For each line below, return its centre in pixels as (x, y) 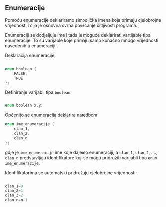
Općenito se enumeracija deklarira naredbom (51, 115)
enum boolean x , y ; (24, 106)
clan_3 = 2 (14, 195)
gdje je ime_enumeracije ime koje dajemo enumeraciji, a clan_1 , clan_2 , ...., (81, 152)
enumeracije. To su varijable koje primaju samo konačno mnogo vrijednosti (82, 40)
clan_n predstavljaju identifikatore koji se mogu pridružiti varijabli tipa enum (81, 157)
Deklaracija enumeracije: (31, 55)
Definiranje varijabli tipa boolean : (39, 92)
